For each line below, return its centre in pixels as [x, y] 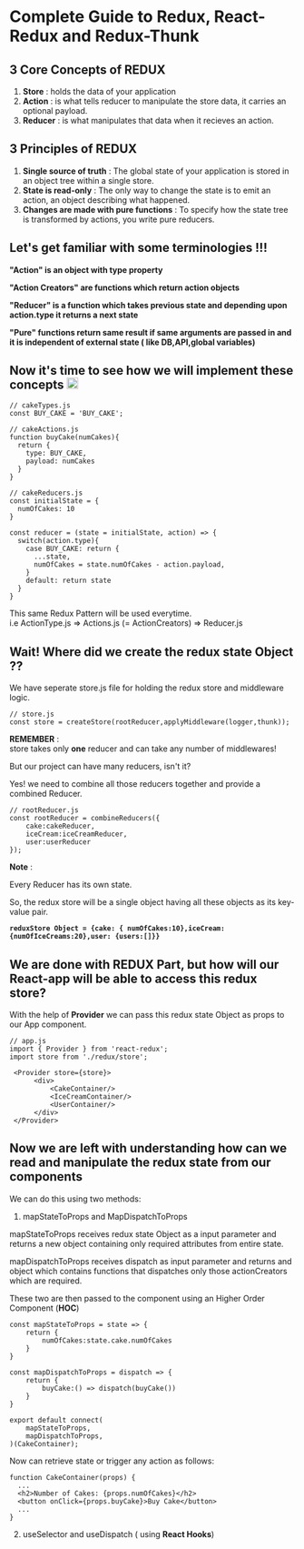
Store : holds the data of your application [99, 91]
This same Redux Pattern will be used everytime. [101, 614]
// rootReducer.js [44, 810]
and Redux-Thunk [131, 36]
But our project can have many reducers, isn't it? [100, 767]
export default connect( [56, 1420]
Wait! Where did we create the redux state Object [152, 652]
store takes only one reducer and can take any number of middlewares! [143, 749]
